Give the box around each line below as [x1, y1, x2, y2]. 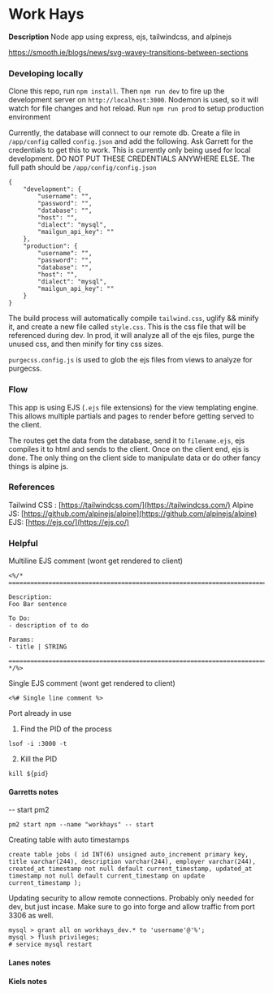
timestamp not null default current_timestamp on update [8, 872, 206, 880]
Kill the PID [19, 754, 58, 764]
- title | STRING [8, 643, 67, 651]
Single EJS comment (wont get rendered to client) [8, 679, 176, 688]
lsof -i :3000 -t [8, 740, 67, 748]
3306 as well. [8, 911, 54, 921]
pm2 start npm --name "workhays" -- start [8, 821, 154, 829]
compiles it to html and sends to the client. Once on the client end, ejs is [8, 444, 249, 453]
